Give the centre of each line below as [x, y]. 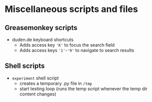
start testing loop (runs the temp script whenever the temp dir [84, 88]
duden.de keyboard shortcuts [43, 39]
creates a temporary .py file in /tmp [56, 83]
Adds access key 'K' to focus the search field [67, 45]
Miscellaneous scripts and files [71, 9]
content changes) [38, 94]
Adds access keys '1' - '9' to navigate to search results [77, 50]
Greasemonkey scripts [41, 28]
